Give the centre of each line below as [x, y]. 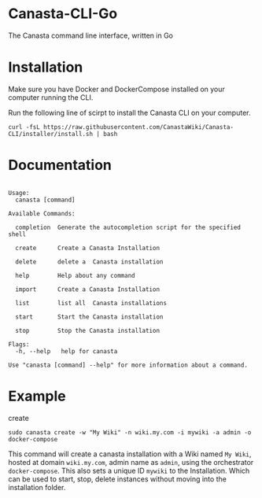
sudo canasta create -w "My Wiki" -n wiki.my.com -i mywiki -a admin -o [130, 432]
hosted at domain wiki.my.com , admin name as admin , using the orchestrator [131, 462]
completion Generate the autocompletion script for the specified [128, 227]
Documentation [60, 165]
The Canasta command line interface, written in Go [90, 35]
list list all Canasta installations [91, 303]
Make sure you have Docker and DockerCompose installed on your [117, 89]
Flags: [19, 344]
